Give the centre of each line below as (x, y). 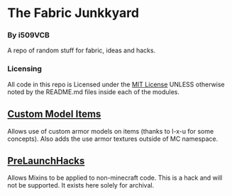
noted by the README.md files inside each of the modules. (93, 92)
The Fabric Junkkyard (73, 13)
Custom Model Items (54, 114)
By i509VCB (28, 35)
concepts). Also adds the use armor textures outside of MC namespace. (113, 139)
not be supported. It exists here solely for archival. (81, 185)
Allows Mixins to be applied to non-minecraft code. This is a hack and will (115, 178)
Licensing (25, 69)
